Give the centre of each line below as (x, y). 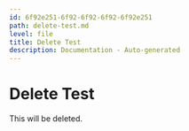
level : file (31, 34)
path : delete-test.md (49, 26)
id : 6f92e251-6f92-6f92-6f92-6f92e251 (81, 17)
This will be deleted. (46, 119)
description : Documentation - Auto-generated (94, 50)
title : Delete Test (45, 42)
